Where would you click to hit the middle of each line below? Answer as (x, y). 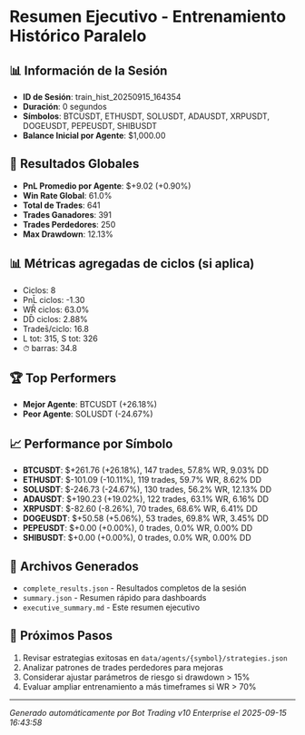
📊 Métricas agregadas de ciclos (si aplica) (132, 264)
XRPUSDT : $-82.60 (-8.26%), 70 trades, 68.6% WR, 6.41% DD (140, 509)
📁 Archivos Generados (74, 566)
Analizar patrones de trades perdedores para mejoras (123, 667)
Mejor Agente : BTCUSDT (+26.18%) (89, 405)
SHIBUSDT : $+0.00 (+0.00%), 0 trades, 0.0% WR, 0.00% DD (137, 538)
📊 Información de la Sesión (89, 70)
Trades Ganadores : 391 (67, 214)
